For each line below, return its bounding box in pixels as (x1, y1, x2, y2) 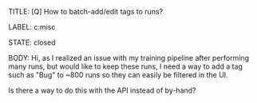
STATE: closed (8, 38, 56, 47)
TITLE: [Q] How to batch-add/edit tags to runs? (8, 7, 164, 16)
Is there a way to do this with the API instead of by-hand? (8, 85, 196, 95)
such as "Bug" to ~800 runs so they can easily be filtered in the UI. (8, 70, 229, 79)
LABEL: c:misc (8, 22, 56, 31)
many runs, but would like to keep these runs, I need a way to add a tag (8, 61, 243, 71)
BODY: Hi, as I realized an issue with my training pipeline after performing (8, 53, 250, 62)
